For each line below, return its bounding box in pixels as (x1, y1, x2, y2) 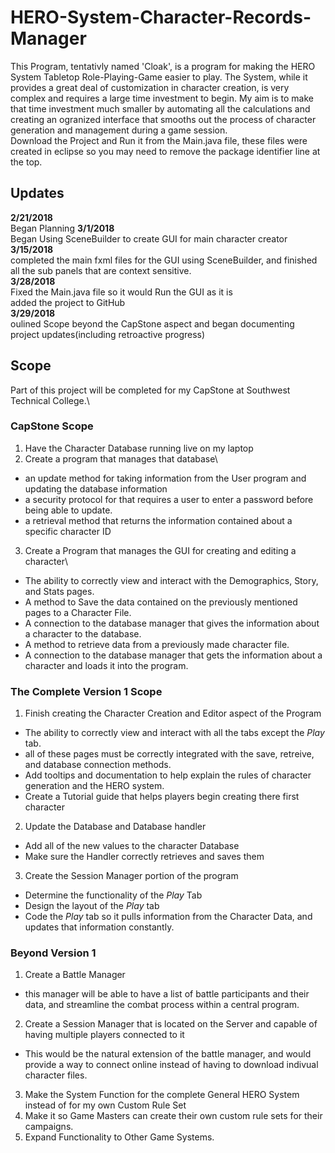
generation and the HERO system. (24, 780, 165, 792)
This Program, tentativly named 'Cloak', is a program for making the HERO (10, 60, 316, 72)
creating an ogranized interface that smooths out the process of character (10, 113, 317, 125)
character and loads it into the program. (24, 659, 189, 671)
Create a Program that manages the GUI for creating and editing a (24, 544, 297, 556)
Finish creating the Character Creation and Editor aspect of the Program (24, 707, 322, 720)
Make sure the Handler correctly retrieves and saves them (24, 851, 265, 863)
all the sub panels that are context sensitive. (10, 264, 192, 276)
